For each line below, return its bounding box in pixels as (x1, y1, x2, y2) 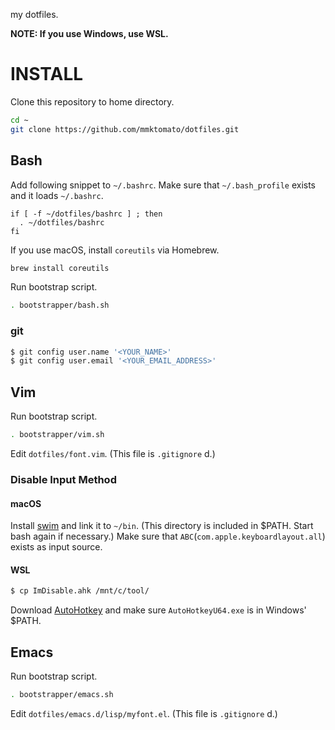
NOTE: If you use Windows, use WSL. (10, 28, 169, 39)
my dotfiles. (10, 9, 59, 20)
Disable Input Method (10, 472, 117, 486)
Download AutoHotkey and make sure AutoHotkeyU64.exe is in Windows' (10, 604, 307, 616)
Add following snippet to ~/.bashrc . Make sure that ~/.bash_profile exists (10, 179, 316, 191)
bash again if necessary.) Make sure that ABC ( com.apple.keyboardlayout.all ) (10, 530, 326, 543)
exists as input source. (10, 541, 103, 553)
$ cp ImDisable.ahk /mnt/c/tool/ (10, 586, 150, 596)
